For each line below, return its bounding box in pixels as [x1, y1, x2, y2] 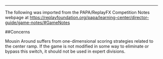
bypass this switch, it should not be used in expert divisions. [5, 48, 126, 54]
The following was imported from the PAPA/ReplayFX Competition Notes [5, 10, 150, 15]
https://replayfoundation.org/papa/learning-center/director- [30, 15, 149, 20]
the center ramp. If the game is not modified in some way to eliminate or [5, 44, 149, 49]
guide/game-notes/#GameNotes [5, 20, 70, 25]
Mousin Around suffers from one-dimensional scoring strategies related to [5, 38, 154, 44]
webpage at [5, 15, 29, 20]
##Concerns [5, 29, 30, 35]
